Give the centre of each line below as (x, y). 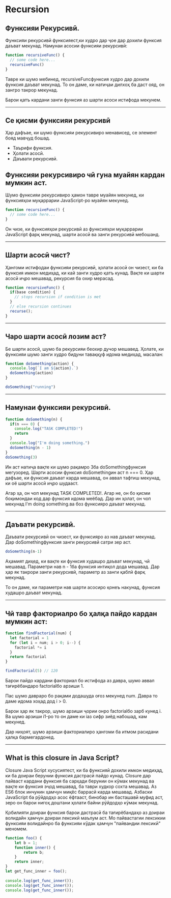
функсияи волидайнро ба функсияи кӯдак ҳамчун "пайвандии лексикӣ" (83, 823)
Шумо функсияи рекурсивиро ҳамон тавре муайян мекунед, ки (75, 195)
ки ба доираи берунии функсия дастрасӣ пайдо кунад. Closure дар (78, 775)
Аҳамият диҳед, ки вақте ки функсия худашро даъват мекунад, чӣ (78, 562)
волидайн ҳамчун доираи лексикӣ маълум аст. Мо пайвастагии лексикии (85, 818)
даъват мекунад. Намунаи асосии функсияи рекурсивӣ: (66, 46)
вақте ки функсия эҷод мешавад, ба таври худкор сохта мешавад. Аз (81, 786)
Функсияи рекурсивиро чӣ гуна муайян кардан (85, 175)
